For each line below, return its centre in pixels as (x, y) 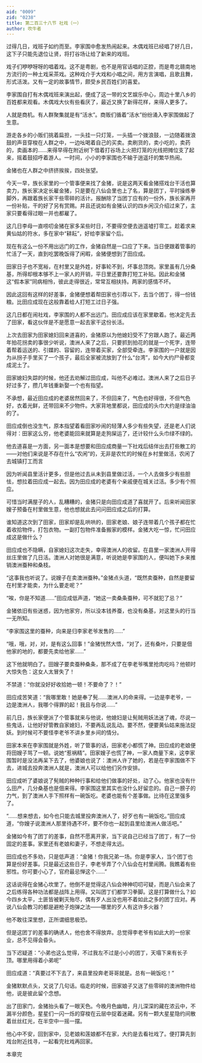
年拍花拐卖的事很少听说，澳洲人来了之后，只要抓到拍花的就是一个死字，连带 (101, 343)
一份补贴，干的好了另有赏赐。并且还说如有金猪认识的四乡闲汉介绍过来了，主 (101, 206)
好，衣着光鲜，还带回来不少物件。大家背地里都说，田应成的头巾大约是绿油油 (101, 406)
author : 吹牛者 (24, 29)
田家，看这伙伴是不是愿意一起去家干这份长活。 (69, 322)
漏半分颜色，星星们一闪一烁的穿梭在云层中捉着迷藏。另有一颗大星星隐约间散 (101, 1014)
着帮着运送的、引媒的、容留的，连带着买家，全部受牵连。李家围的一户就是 (98, 350)
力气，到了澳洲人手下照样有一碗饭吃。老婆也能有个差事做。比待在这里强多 (98, 796)
